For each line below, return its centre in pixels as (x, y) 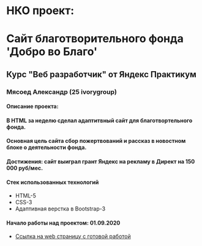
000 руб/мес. (25, 168)
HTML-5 (26, 196)
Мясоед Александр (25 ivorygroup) (62, 91)
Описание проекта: (32, 106)
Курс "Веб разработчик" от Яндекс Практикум (102, 74)
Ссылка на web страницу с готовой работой (73, 236)
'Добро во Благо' (52, 52)
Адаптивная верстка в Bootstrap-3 (60, 209)
